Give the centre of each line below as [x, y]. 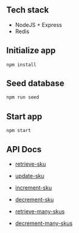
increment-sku [33, 187]
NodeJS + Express [39, 24]
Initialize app [31, 50]
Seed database [36, 83]
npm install [21, 65]
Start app [24, 116]
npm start [19, 131]
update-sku [29, 176]
